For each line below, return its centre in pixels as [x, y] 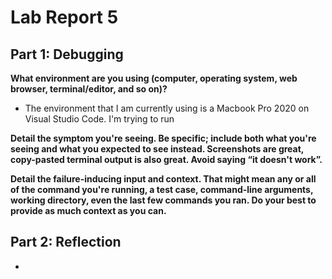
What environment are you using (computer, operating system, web [154, 78]
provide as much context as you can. [88, 210]
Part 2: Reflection [66, 242]
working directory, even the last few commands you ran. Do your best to [163, 200]
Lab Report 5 [64, 17]
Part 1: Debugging [67, 54]
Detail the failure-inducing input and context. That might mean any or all [163, 179]
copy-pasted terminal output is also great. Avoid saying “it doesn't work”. [166, 159]
